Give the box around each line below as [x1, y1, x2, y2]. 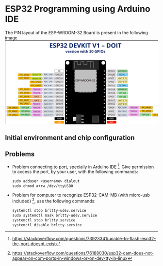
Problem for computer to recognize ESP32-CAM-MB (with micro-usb [12, 192, 150, 198]
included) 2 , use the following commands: [12, 197, 96, 204]
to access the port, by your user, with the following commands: [12, 169, 138, 175]
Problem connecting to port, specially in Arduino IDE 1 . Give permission [12, 163, 154, 170]
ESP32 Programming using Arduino [5, 3, 150, 15]
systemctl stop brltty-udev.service [12, 208, 86, 213]
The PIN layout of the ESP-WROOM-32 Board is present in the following [5, 30, 148, 35]
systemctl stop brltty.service [12, 218, 76, 223]
